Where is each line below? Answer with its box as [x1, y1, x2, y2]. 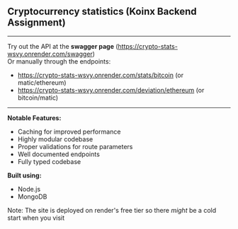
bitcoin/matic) [17, 93, 59, 102]
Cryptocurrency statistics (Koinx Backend [7, 6, 197, 18]
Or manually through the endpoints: [7, 57, 111, 66]
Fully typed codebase [17, 157, 81, 165]
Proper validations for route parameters [17, 142, 133, 151]
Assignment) [7, 17, 66, 29]
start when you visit [7, 213, 65, 222]
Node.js [17, 184, 41, 193]
